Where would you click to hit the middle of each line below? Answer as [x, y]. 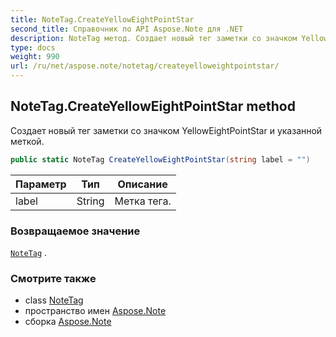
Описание [142, 184]
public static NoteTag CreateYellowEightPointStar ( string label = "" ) [160, 159]
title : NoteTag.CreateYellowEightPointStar [102, 19]
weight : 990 [35, 57]
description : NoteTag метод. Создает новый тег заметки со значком [154, 38]
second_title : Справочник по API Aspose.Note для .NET [127, 29]
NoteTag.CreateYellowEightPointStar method [153, 106]
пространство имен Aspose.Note [95, 311]
